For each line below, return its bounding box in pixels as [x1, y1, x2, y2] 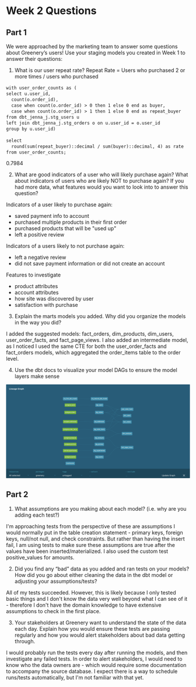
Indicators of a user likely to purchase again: [6, 201, 113, 208]
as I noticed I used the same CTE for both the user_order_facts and [6, 343, 167, 350]
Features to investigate [6, 271, 61, 278]
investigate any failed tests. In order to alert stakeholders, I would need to [6, 655, 183, 662]
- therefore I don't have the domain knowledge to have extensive [6, 601, 162, 609]
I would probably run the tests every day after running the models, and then [6, 649, 188, 656]
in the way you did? [14, 319, 62, 326]
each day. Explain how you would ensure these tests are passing [14, 625, 170, 632]
